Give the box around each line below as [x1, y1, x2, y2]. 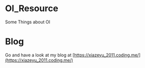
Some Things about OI [5, 19, 50, 25]
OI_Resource [5, 3, 59, 14]
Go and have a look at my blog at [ [5, 52, 74, 58]
